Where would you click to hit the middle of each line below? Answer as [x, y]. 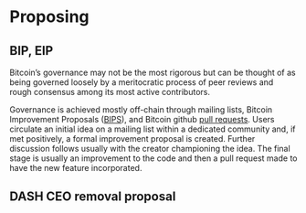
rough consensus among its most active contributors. [110, 92]
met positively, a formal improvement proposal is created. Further [132, 138]
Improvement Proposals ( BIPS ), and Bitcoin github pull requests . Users [142, 119]
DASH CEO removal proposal [93, 197]
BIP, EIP [32, 51]
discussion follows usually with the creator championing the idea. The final [150, 149]
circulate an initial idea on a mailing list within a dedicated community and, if [153, 129]
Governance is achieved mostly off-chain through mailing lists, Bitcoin [141, 110]
